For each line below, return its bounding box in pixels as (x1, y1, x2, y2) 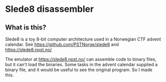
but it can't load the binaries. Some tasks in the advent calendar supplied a (5, 62, 158, 67)
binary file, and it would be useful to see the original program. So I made (5, 67, 153, 73)
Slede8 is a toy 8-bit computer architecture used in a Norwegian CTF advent (5, 36, 161, 42)
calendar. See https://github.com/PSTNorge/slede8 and (5, 41, 119, 47)
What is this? (5, 23, 47, 32)
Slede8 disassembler (5, 3, 94, 15)
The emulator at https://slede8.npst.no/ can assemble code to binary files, (5, 56, 157, 62)
